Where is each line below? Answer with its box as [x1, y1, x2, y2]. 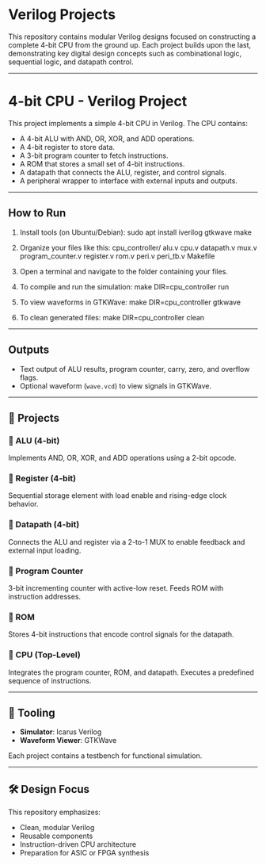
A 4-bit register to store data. [19, 142, 115, 151]
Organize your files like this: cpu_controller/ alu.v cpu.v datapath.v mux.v [19, 243, 257, 252]
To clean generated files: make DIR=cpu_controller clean [19, 312, 204, 322]
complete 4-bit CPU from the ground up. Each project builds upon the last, [8, 40, 252, 49]
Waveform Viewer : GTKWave [19, 736, 117, 745]
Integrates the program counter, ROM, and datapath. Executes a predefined [8, 668, 255, 677]
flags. [19, 373, 39, 382]
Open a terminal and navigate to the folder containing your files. [19, 266, 228, 276]
